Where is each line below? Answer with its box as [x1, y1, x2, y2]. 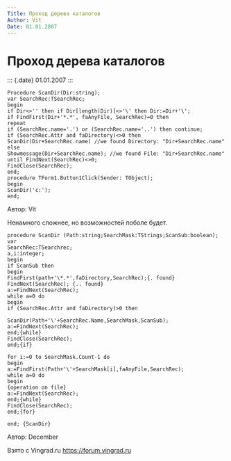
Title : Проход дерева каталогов [7, 10, 101, 17]
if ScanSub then [7, 262, 54, 270]
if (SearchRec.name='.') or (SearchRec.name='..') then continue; [7, 126, 203, 133]
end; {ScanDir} [7, 421, 51, 428]
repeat [7, 120, 26, 127]
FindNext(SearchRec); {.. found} [7, 281, 104, 288]
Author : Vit [7, 17, 42, 24]
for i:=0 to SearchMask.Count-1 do [7, 354, 110, 361]
